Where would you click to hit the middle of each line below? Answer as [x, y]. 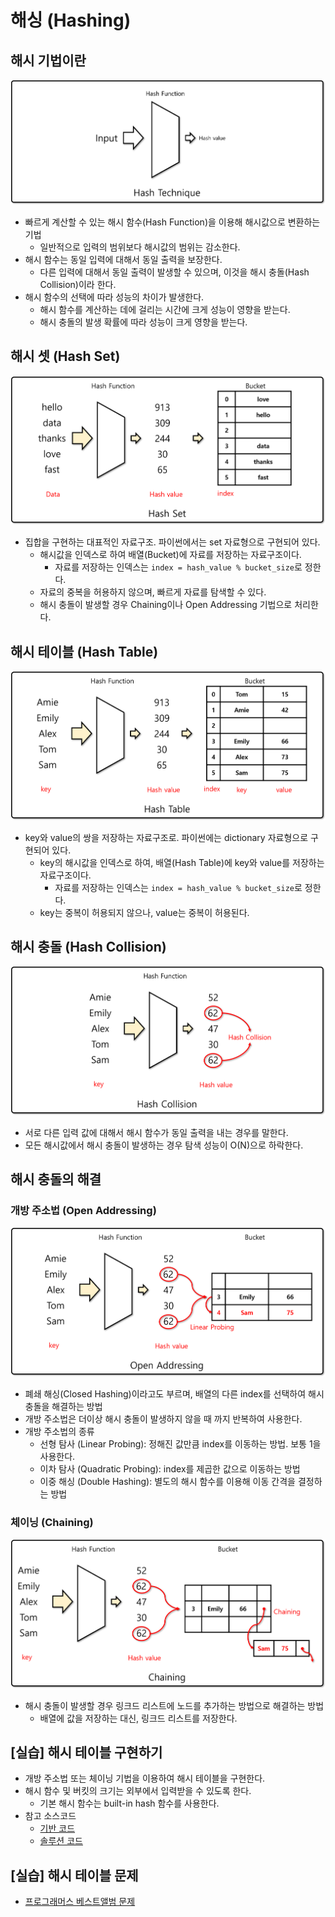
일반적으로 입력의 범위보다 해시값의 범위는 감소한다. [140, 247]
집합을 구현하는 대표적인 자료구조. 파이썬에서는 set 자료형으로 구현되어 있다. [172, 542]
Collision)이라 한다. [78, 285]
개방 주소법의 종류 [59, 1431]
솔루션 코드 [61, 1841]
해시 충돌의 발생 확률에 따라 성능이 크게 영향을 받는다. [143, 322]
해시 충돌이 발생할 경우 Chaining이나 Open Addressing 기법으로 [166, 605]
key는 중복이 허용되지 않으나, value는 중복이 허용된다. [144, 912]
